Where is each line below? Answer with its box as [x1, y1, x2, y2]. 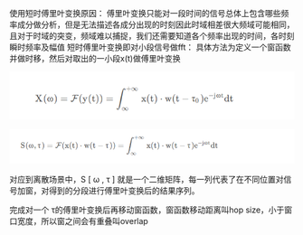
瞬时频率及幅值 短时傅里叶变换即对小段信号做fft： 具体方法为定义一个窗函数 [9, 42, 291, 52]
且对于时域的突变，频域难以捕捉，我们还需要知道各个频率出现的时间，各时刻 [9, 31, 295, 41]
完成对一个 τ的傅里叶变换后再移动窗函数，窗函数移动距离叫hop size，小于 [9, 204, 285, 215]
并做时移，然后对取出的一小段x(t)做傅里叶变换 [9, 53, 181, 63]
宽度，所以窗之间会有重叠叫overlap [16, 216, 149, 227]
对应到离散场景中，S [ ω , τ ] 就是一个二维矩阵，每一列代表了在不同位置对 [9, 174, 284, 185]
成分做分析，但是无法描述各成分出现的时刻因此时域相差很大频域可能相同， [16, 19, 295, 30]
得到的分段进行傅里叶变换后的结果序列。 [48, 185, 200, 196]
